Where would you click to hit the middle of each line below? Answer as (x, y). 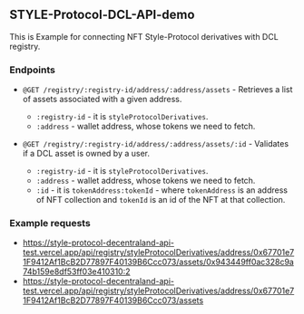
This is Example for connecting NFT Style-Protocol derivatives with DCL (144, 36)
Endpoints (33, 70)
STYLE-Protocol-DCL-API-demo (102, 15)
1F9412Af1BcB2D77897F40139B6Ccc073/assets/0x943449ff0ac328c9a (158, 262)
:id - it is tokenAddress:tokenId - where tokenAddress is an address (162, 190)
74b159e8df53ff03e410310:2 (76, 271)
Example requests (50, 224)
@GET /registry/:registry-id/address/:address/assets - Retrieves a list (157, 90)
